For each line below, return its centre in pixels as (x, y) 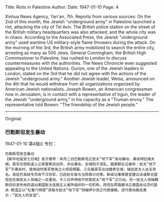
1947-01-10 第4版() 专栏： (31, 144)
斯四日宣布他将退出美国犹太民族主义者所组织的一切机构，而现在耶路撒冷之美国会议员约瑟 (81, 185)
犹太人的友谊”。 (28, 195)
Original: (14, 119)
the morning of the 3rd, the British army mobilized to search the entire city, (80, 48)
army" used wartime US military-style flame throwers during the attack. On (80, 42)
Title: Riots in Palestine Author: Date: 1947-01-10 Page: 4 (62, 7)
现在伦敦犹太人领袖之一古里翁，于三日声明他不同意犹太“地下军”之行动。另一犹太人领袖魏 (82, 180)
